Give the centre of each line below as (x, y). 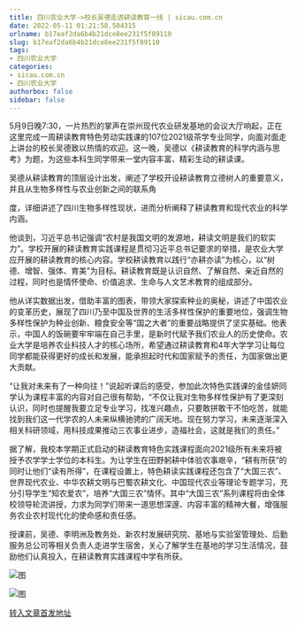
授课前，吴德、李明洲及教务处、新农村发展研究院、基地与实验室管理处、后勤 (148, 534)
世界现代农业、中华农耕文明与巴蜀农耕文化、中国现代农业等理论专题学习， (145, 483)
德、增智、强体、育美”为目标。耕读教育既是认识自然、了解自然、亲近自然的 (147, 271)
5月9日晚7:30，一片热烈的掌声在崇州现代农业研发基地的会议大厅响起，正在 (146, 126)
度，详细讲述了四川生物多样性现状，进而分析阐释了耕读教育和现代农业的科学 (148, 208)
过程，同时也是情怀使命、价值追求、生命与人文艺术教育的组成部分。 (133, 282)
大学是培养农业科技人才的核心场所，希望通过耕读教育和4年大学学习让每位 (151, 345)
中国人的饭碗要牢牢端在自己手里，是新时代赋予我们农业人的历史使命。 (152, 334)
